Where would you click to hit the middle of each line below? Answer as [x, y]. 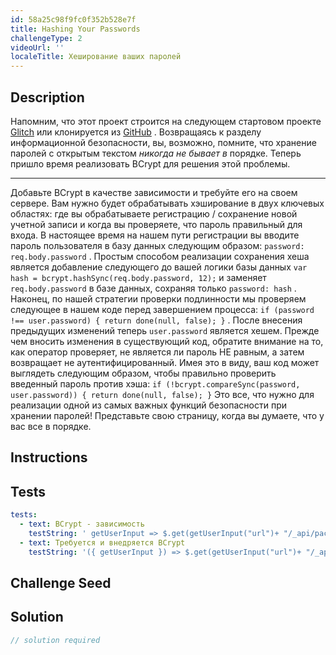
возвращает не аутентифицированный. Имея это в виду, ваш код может [165, 362]
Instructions [49, 457]
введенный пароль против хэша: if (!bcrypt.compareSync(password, [155, 383]
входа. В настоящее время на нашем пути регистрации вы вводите [155, 235]
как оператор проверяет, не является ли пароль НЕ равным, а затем [157, 352]
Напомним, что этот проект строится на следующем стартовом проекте [166, 121]
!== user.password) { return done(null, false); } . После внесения [156, 320]
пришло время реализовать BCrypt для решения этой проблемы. [150, 163]
